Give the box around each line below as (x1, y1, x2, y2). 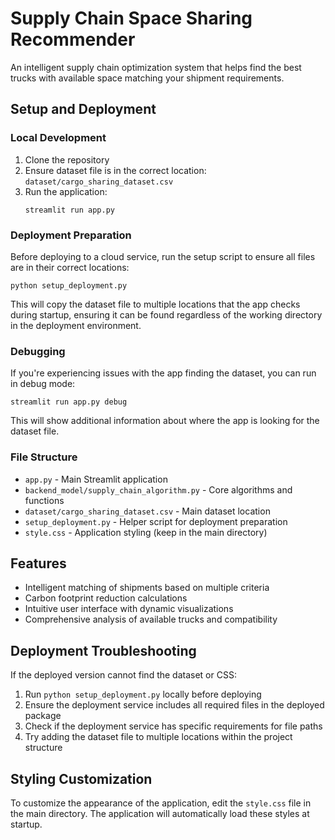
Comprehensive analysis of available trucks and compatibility (24, 613, 278, 626)
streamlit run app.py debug (10, 397, 128, 407)
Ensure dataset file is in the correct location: (24, 164, 207, 176)
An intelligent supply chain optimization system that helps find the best (10, 61, 302, 73)
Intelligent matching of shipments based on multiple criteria (24, 582, 270, 594)
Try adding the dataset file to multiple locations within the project (24, 731, 293, 743)
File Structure (10, 450, 78, 464)
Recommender (10, 28, 136, 51)
